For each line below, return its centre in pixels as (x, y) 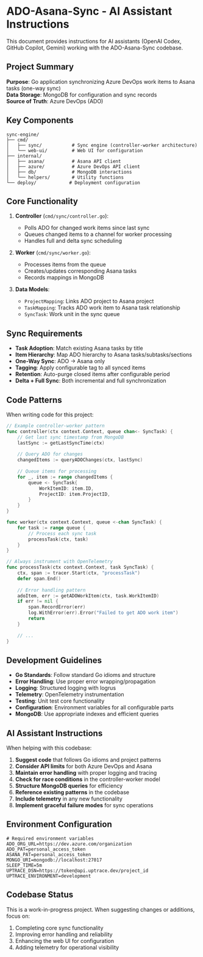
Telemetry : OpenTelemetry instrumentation (69, 695)
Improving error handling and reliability (64, 934)
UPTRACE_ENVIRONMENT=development (49, 876)
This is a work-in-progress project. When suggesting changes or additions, (101, 909)
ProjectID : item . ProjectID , (75, 494)
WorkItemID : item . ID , (66, 488)
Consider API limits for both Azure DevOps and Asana (84, 766)
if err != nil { (38, 601)
